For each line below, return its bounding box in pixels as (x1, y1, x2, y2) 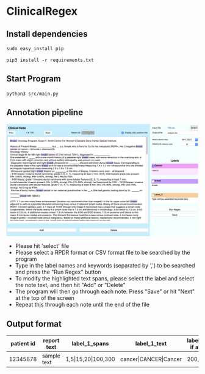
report (43, 337, 60, 344)
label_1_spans (71, 340, 109, 347)
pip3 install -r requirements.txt (6, 57, 95, 63)
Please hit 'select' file (15, 242, 70, 250)
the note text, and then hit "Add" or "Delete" (15, 282, 126, 289)
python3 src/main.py (6, 91, 59, 97)
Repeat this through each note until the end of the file (15, 301, 149, 309)
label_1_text (135, 340, 167, 347)
